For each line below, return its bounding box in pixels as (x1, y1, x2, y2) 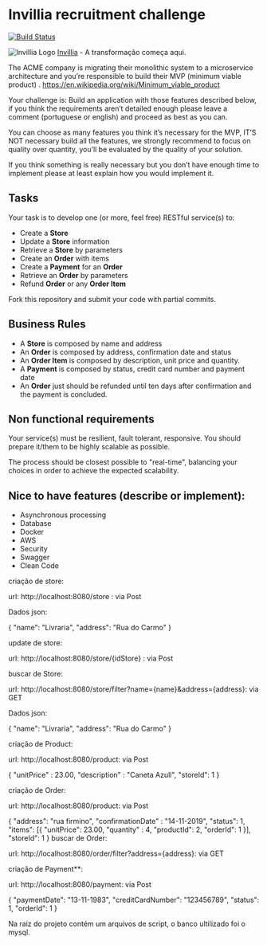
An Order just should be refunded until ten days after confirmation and (19, 381, 252, 390)
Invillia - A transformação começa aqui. (57, 47, 187, 57)
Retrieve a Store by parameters (19, 245, 124, 254)
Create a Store (19, 228, 69, 237)
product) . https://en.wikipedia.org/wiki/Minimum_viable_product (8, 80, 221, 89)
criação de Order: (8, 786, 66, 795)
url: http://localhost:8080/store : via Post (8, 592, 142, 602)
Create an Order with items (19, 253, 110, 263)
